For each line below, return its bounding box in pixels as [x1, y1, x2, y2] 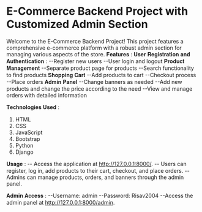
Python [15, 142, 34, 149]
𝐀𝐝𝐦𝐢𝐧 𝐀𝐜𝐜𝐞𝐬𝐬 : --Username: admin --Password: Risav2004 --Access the [6, 192, 193, 199]
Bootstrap [15, 135, 40, 142]
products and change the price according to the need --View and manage [6, 85, 193, 93]
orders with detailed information [6, 91, 88, 99]
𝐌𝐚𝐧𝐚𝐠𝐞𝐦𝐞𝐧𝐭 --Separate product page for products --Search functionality [6, 64, 195, 72]
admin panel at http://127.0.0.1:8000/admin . [6, 199, 115, 206]
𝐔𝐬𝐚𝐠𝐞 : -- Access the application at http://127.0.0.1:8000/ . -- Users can [6, 160, 187, 167]
